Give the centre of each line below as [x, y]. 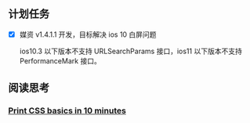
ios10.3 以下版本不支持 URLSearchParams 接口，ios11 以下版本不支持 [131, 51]
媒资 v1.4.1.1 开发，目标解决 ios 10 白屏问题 [88, 34]
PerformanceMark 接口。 [60, 60]
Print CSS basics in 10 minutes [67, 110]
